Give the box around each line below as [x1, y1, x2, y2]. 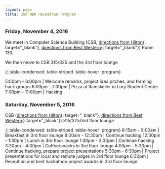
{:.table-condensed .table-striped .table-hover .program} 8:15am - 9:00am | [5, 127, 160, 133]
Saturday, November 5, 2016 [5, 101, 75, 108]
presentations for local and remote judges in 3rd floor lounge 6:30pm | [5, 153, 149, 159]
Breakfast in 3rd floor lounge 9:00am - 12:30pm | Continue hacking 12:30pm [5, 133, 161, 138]
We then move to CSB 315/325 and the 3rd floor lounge [5, 59, 118, 65]
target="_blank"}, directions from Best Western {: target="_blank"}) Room [5, 44, 154, 50]
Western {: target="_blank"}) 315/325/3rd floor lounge [5, 118, 114, 124]
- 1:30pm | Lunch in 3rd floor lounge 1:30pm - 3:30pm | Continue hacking [5, 137, 155, 143]
